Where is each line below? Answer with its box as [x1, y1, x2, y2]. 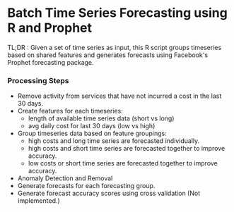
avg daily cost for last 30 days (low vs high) [28, 122, 156, 130]
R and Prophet [7, 20, 93, 36]
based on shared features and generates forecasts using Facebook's [7, 51, 209, 59]
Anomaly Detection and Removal [17, 174, 113, 182]
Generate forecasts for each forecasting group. [17, 182, 156, 190]
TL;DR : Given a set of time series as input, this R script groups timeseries [7, 43, 222, 51]
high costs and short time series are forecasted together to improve [28, 144, 226, 153]
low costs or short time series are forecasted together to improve [28, 159, 218, 168]
